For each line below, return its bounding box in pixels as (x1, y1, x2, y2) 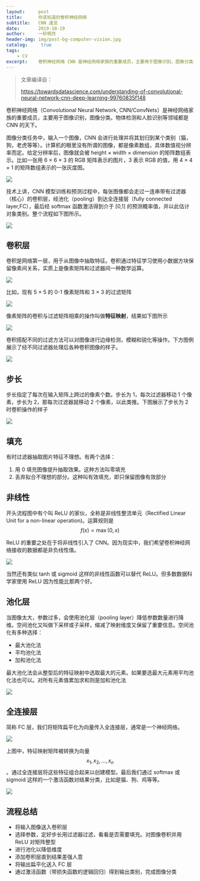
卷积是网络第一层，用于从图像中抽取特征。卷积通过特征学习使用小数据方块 (6, 257, 189, 264)
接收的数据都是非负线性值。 (11, 546, 79, 554)
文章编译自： (20, 76, 52, 83)
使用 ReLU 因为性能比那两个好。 (16, 577, 96, 585)
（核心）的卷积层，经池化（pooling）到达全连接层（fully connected (6, 195, 173, 202)
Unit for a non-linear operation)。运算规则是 (6, 517, 114, 524)
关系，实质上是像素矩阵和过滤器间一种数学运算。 (26, 265, 147, 272)
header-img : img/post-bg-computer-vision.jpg (6, 36, 121, 42)
